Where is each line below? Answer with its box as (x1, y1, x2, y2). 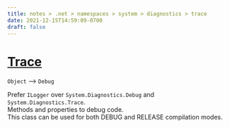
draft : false (7, 23, 46, 30)
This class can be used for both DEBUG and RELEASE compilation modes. (7, 113, 223, 122)
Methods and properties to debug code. (7, 105, 124, 114)
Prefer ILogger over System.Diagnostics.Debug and (7, 91, 154, 99)
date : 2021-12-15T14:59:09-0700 (7, 17, 103, 24)
